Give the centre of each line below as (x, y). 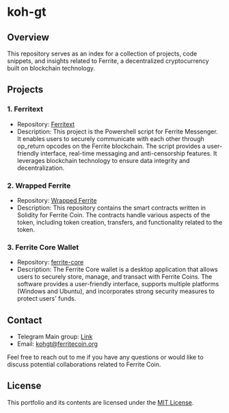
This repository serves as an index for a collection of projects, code (102, 53)
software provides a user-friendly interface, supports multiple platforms (118, 284)
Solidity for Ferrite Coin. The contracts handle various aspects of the (113, 215)
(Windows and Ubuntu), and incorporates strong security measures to (116, 291)
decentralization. (41, 168)
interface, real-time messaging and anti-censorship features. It (129, 153)
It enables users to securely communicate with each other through (110, 138)
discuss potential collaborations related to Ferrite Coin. (84, 364)
